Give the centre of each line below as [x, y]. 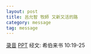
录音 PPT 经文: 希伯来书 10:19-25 [45, 45]
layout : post [22, 11]
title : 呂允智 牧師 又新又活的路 [42, 17]
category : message [28, 22]
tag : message [22, 28]
